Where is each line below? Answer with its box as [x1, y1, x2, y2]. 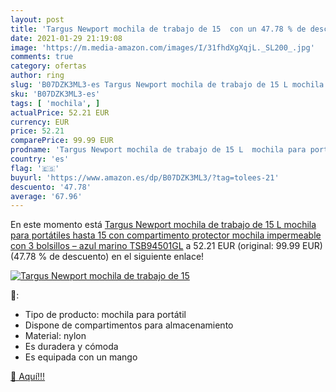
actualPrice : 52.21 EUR [10, 107, 110, 118]
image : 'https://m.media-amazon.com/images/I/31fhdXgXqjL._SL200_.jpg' [10, 42, 315, 53]
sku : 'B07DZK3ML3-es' [10, 89, 101, 99]
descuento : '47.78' [10, 182, 92, 192]
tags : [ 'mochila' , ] [10, 98, 101, 108]
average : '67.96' [10, 191, 83, 201]
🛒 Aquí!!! [10, 371, 46, 383]
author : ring [10, 71, 65, 81]
